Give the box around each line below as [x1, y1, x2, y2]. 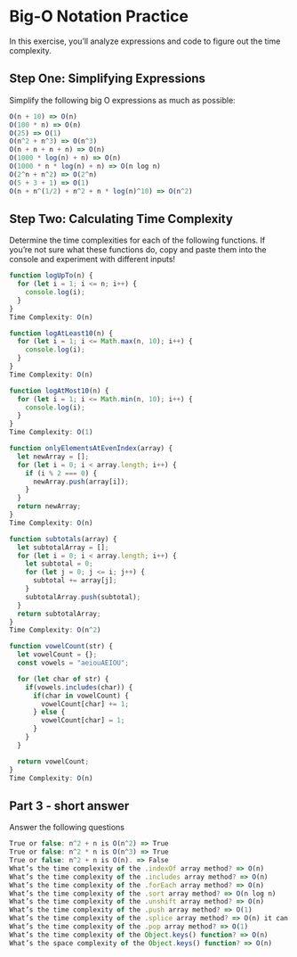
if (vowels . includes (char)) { [25, 682, 133, 692]
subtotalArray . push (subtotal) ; [25, 592, 141, 601]
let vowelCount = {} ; [17, 650, 98, 659]
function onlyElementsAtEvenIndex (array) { [9, 444, 173, 453]
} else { [32, 707, 66, 717]
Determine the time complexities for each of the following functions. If [9, 235, 266, 246]
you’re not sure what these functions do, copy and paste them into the [9, 244, 267, 255]
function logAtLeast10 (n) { [9, 328, 114, 338]
